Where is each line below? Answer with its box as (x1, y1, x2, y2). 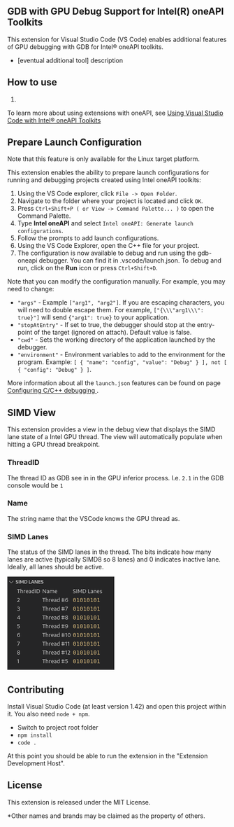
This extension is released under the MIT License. (7, 798, 151, 806)
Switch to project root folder (17, 723, 99, 731)
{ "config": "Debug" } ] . (17, 366, 92, 374)
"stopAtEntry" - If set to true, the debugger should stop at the (17, 321, 196, 329)
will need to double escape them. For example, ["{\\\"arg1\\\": (17, 306, 204, 314)
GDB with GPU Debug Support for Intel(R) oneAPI (7, 6, 224, 18)
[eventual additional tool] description (17, 56, 124, 64)
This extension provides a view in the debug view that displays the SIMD (7, 425, 216, 433)
